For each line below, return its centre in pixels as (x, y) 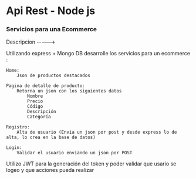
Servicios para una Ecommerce (52, 29)
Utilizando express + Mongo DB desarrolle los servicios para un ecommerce (98, 54)
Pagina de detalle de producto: (45, 86)
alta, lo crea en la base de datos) (51, 137)
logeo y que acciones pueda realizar (50, 170)
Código (35, 107)
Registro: (18, 127)
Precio (35, 101)
